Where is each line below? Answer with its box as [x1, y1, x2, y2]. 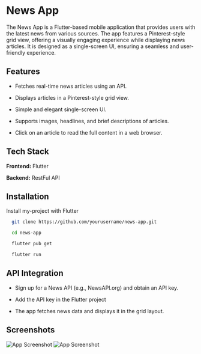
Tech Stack [6, 147, 49, 157]
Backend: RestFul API [6, 174, 60, 181]
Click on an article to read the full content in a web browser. [14, 129, 163, 136]
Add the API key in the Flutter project [14, 296, 106, 303]
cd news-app [11, 230, 42, 236]
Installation [6, 191, 49, 201]
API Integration [6, 268, 64, 278]
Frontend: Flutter [6, 162, 49, 169]
